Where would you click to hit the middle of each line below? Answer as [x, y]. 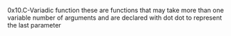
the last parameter [35, 25]
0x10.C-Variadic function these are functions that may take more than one [116, 10]
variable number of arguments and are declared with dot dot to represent [115, 18]
